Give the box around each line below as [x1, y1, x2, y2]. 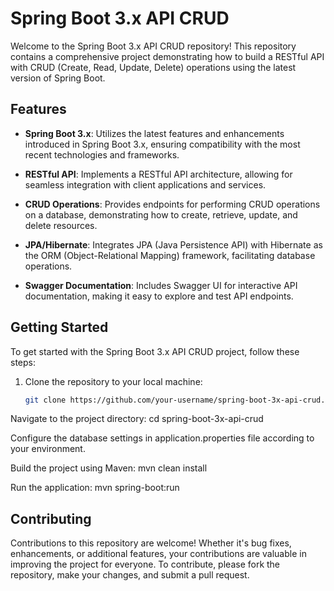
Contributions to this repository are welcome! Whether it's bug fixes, [10, 537, 292, 549]
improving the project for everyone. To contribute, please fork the [10, 558, 281, 571]
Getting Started [10, 319, 109, 336]
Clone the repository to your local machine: [24, 375, 203, 387]
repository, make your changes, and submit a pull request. [10, 569, 250, 581]
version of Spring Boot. [10, 72, 106, 84]
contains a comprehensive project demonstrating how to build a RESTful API [10, 50, 325, 62]
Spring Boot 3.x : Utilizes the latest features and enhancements [24, 127, 285, 139]
